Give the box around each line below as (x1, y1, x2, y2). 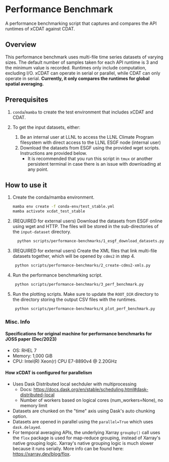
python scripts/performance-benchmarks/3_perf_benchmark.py (15, 282, 144, 287)
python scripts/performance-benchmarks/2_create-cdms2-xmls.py (15, 263, 151, 268)
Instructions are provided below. (20, 150, 87, 156)
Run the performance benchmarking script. (12, 272, 102, 278)
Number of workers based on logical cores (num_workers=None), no (20, 397, 163, 403)
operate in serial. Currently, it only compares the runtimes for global (5, 75, 150, 82)
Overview (5, 41, 37, 49)
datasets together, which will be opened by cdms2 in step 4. (12, 253, 135, 259)
